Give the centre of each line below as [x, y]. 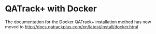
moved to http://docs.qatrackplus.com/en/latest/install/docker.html [72, 26]
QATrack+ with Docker [51, 9]
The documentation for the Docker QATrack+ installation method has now [78, 22]
